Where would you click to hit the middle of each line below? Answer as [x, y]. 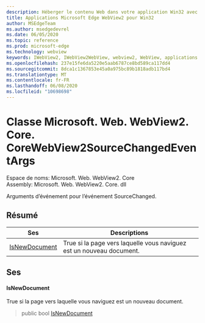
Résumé [22, 216]
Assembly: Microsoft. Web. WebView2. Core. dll [67, 184]
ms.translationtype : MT [37, 75]
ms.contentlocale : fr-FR [38, 80]
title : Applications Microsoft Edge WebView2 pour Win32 [80, 18]
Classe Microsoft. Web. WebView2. [98, 122]
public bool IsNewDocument [57, 313]
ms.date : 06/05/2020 [33, 35]
